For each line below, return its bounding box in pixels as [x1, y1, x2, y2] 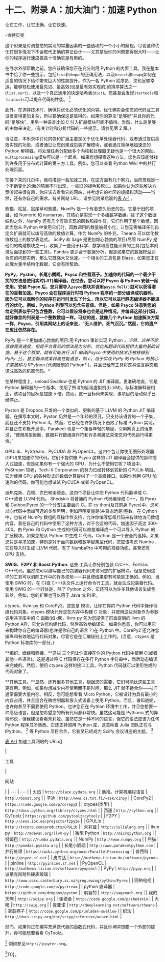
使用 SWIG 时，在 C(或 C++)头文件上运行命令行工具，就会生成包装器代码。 [5, 580, 157, 585]
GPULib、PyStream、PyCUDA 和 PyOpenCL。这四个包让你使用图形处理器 [5, 448, 154, 454]
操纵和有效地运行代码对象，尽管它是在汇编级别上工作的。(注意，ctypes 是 [5, 633, 155, 639]
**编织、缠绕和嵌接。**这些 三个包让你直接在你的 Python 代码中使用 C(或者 [5, 650, 158, 656]
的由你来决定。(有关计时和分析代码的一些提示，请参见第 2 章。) [5, 125, 131, 131]
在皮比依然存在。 [5, 326, 40, 332]
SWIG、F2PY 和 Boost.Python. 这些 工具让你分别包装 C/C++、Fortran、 [5, 561, 152, 567]
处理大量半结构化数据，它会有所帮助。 [5, 261, 82, 267]
